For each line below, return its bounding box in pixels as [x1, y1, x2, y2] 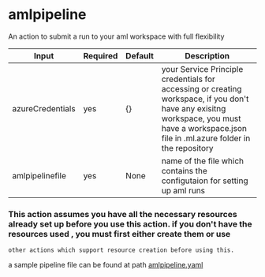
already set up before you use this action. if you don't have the [8, 219, 252, 230]
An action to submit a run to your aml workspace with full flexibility [8, 32, 225, 41]
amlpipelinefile [12, 170, 67, 181]
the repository [161, 142, 214, 153]
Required [83, 50, 118, 61]
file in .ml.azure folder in [161, 133, 251, 144]
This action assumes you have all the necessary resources [8, 208, 238, 219]
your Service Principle [161, 63, 244, 74]
